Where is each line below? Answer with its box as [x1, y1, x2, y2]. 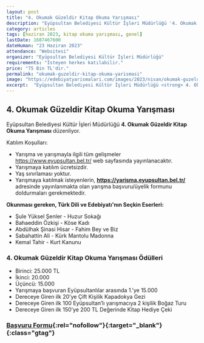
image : [6, 76, 23, 82]
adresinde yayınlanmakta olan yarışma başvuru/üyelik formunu [15, 182, 172, 190]
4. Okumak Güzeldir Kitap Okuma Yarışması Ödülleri [6, 253, 163, 262]
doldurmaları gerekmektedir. [15, 189, 86, 196]
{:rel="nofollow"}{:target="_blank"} [52, 321, 163, 330]
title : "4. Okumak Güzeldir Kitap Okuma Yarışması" [6, 15, 140, 21]
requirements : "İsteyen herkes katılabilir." [6, 59, 123, 65]
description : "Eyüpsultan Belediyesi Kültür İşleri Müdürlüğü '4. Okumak [6, 20, 197, 26]
